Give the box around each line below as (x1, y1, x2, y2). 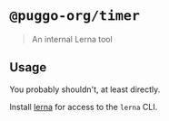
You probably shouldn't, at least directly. (9, 84, 161, 95)
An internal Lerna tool (31, 33, 114, 44)
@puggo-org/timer (9, 7, 141, 24)
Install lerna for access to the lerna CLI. (9, 101, 158, 112)
